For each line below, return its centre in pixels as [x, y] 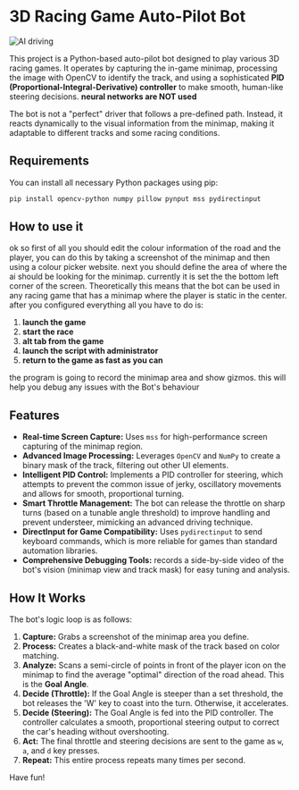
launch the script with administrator [90, 351]
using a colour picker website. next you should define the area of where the [148, 267]
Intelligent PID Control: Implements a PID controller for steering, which [153, 475]
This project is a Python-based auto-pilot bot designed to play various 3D [144, 58]
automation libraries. [60, 550]
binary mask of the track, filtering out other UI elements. [125, 466]
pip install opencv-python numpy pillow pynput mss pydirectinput [135, 198]
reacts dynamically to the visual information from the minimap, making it [142, 123]
